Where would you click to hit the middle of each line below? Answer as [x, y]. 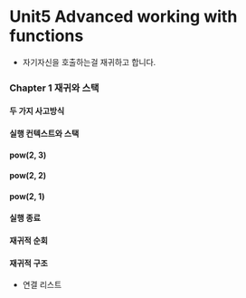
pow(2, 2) [28, 176]
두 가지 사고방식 [37, 111]
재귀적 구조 [28, 263]
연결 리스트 [42, 285]
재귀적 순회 [28, 241]
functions [47, 36]
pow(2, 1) [27, 196]
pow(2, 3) [28, 155]
